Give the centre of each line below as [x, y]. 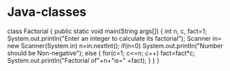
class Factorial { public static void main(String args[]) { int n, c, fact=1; [107, 31]
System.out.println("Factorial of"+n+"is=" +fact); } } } [83, 60]
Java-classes [47, 12]
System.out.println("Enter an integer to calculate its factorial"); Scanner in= [115, 38]
